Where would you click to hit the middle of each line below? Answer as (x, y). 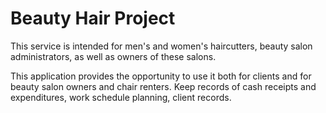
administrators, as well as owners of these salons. (113, 56)
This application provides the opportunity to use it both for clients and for (161, 76)
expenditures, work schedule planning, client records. (121, 97)
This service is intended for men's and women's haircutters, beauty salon (161, 46)
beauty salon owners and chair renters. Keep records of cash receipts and (163, 86)
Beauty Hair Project (93, 18)
